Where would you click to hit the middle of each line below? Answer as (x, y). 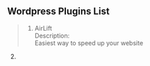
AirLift (43, 28)
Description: (52, 35)
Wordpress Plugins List (58, 11)
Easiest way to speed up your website (89, 43)
